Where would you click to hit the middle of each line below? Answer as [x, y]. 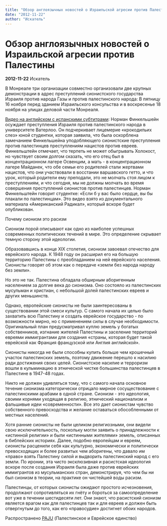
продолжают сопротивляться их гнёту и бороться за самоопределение [82, 493]
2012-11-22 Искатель [28, 79]
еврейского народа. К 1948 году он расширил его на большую [72, 255]
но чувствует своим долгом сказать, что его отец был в [65, 156]
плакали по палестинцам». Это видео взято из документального [74, 199]
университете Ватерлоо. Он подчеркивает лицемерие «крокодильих [79, 130]
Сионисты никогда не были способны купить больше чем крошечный [80, 352]
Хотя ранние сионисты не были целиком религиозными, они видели [78, 425]
